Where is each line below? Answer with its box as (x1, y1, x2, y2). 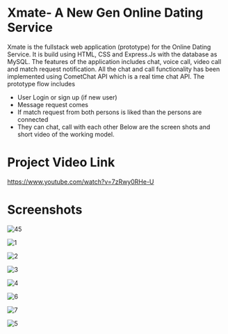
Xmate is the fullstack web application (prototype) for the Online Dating (7, 42, 211, 51)
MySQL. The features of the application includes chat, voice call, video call (7, 57, 222, 65)
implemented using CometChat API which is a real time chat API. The (7, 72, 205, 81)
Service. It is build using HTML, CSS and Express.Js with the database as (7, 50, 218, 58)
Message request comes (17, 100, 89, 109)
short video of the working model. (17, 130, 115, 138)
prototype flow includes (7, 79, 75, 88)
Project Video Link (7, 154, 115, 170)
